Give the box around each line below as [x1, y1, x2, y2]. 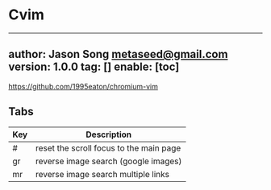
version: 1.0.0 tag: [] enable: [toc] [8, 60, 180, 74]
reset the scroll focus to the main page [35, 142, 181, 154]
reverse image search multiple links [35, 168, 169, 180]
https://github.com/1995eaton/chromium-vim [8, 81, 159, 91]
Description [85, 129, 131, 140]
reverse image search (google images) [35, 155, 182, 167]
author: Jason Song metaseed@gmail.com [8, 47, 228, 61]
